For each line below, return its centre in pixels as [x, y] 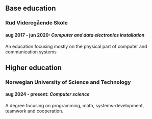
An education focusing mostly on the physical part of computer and [76, 46]
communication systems [31, 52]
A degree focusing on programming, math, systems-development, [75, 106]
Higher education [34, 67]
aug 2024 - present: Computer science [47, 94]
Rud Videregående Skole [36, 23]
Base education [31, 8]
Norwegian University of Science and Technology [68, 82]
